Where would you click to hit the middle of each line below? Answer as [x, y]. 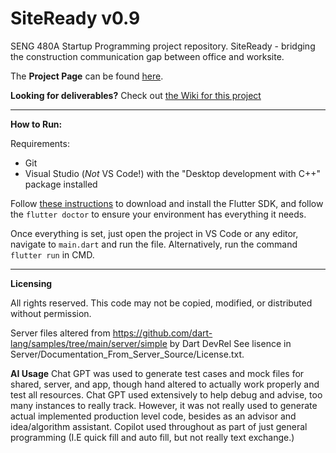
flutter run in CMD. [52, 254]
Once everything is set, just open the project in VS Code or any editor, [154, 233]
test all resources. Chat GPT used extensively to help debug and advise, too [166, 394]
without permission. [51, 313]
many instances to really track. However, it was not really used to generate [164, 405]
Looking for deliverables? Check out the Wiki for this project [136, 95]
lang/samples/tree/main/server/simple [89, 343]
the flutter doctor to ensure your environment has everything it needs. [158, 214]
